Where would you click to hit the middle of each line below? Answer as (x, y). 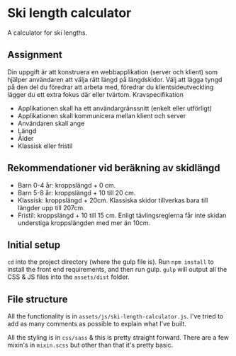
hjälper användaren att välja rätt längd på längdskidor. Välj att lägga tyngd (115, 79)
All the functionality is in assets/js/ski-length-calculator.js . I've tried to (116, 316)
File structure (38, 299)
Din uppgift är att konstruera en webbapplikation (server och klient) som (113, 71)
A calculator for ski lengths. (47, 33)
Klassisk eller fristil (45, 146)
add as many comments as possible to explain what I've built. (97, 324)
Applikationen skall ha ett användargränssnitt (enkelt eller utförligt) (115, 108)
